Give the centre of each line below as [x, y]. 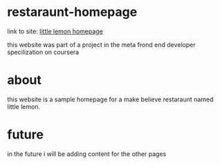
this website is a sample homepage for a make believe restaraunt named [110, 99]
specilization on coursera [43, 52]
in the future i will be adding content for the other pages [87, 154]
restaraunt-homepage [72, 12]
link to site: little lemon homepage [55, 31]
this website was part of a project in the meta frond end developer [101, 44]
